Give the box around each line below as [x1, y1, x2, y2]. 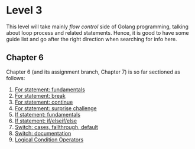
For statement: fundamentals [14, 86, 86, 93]
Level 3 [6, 4, 43, 17]
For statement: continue [14, 98, 73, 105]
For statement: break [14, 92, 66, 99]
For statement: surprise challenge [14, 104, 97, 112]
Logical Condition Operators [14, 136, 84, 143]
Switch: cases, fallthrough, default [14, 123, 99, 130]
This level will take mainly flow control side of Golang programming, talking [6, 23, 189, 30]
